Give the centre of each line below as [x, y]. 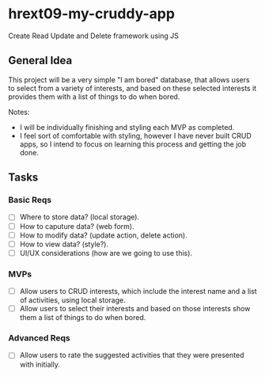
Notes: [19, 112]
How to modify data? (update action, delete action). [104, 235]
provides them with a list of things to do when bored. [94, 97]
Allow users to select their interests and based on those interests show [135, 309]
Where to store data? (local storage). [79, 217]
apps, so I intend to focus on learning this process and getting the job [133, 144]
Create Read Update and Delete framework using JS [94, 36]
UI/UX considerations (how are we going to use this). [106, 253]
